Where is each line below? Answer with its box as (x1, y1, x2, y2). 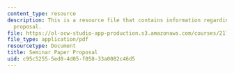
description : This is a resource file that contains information (7, 17, 201, 24)
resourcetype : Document (7, 42, 77, 49)
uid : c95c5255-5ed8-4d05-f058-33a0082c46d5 (7, 56, 136, 63)
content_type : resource (7, 10, 77, 17)
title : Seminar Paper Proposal (7, 49, 98, 56)
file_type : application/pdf (7, 36, 89, 43)
